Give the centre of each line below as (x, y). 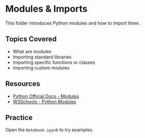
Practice (19, 117)
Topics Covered (31, 39)
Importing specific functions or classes (54, 62)
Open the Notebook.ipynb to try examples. (49, 130)
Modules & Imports (47, 9)
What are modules (32, 51)
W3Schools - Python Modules (44, 101)
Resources (23, 84)
